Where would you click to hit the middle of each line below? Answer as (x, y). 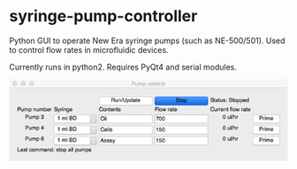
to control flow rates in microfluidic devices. (89, 49)
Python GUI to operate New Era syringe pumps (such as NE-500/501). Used (147, 40)
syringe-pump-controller (103, 16)
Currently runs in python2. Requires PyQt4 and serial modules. (123, 67)
